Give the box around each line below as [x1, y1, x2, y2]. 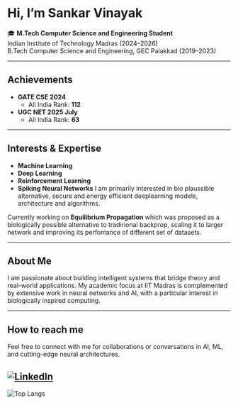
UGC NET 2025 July [17, 108, 78, 116]
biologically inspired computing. [7, 296, 101, 305]
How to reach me [7, 323, 84, 335]
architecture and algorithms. [17, 199, 101, 207]
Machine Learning [17, 161, 73, 170]
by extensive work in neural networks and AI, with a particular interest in [7, 289, 218, 297]
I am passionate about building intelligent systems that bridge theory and [7, 274, 220, 282]
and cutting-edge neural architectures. [7, 350, 120, 359]
